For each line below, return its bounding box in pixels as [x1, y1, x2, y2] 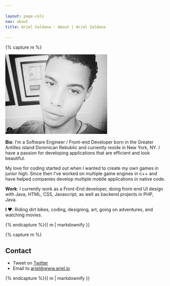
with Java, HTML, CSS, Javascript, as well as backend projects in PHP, [5, 191, 154, 197]
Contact [5, 246, 32, 255]
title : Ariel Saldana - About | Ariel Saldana [5, 24, 106, 30]
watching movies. [5, 212, 42, 218]
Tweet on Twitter [12, 260, 48, 266]
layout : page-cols [5, 13, 44, 19]
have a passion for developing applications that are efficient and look [5, 150, 150, 156]
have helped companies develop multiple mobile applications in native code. [5, 176, 165, 182]
